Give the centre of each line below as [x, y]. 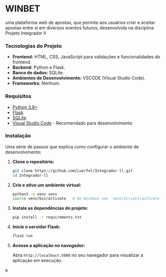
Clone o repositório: [33, 161]
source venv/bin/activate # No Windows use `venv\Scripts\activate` [87, 199]
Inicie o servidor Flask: [36, 227]
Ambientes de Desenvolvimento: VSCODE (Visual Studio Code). [79, 78]
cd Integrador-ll [30, 175]
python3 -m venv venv [35, 194]
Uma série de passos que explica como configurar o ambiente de [72, 146]
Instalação [18, 136]
